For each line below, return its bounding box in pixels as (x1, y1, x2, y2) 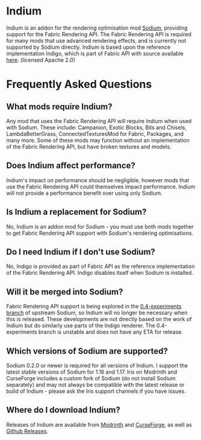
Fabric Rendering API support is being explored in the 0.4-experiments (6, 303, 182, 310)
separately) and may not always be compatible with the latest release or (6, 381, 185, 388)
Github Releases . (6, 427, 48, 435)
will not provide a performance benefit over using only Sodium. (6, 189, 162, 197)
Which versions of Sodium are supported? (6, 346, 169, 356)
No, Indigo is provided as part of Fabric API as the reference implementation (6, 263, 195, 270)
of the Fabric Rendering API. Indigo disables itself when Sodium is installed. (6, 269, 194, 276)
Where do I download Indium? (6, 405, 120, 415)
